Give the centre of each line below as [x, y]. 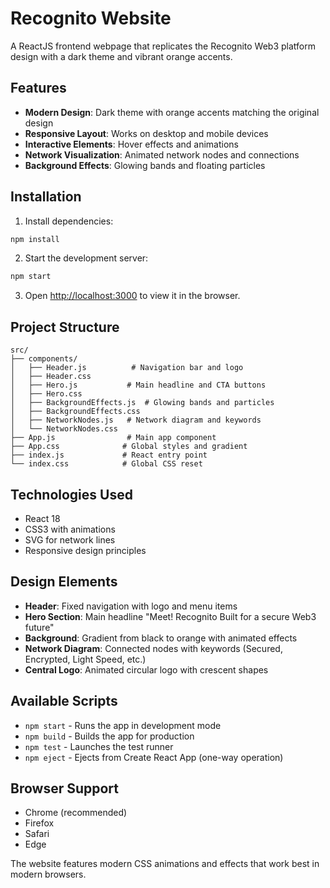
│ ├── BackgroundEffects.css [75, 412]
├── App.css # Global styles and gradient [129, 447]
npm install [35, 239]
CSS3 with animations [70, 529]
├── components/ [44, 359]
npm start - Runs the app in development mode [123, 725]
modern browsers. [48, 874]
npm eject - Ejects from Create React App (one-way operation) [154, 757]
